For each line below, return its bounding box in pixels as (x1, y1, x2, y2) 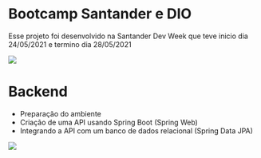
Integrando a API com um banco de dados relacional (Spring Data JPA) (19, 125, 254, 136)
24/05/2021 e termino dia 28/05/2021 (8, 39, 132, 49)
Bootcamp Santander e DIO (8, 5, 192, 23)
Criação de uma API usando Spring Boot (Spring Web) (19, 117, 198, 127)
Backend (8, 83, 68, 101)
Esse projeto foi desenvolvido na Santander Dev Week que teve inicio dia (8, 31, 249, 41)
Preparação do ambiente (19, 109, 101, 118)
